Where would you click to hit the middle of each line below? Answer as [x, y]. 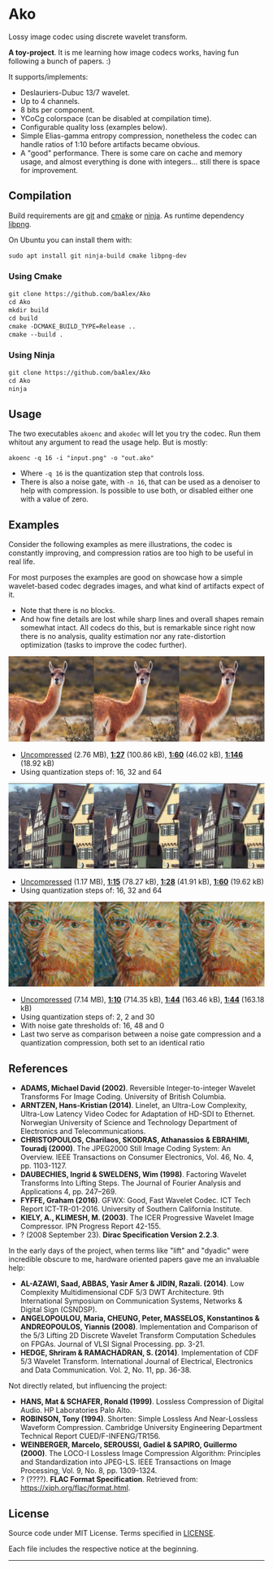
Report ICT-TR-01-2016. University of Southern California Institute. [131, 1209]
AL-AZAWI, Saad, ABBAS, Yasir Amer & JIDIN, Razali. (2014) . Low [132, 1284]
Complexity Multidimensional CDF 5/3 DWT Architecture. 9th [122, 1293]
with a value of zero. [54, 499]
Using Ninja [32, 354]
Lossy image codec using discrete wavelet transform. [98, 37]
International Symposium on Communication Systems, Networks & [131, 1301]
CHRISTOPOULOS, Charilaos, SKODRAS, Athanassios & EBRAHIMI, [134, 1140]
